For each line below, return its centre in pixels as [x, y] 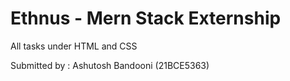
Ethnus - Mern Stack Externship [146, 18]
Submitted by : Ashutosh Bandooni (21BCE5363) [110, 65]
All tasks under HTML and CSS [74, 46]
